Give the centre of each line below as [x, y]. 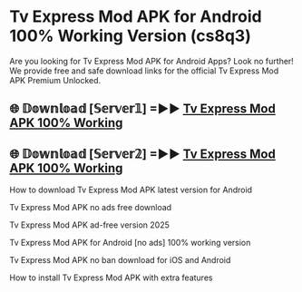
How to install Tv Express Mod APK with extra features [111, 277]
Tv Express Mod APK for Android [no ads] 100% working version [130, 243]
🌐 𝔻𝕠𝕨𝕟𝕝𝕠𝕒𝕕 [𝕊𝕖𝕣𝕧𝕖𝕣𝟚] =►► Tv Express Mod [143, 154]
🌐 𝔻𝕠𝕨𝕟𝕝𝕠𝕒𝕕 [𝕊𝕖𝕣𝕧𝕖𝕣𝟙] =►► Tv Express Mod [143, 109]
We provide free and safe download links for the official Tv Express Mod [144, 71]
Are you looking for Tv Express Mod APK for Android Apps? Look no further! [152, 61]
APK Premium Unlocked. [55, 80]
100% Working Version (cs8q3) [131, 36]
